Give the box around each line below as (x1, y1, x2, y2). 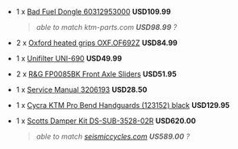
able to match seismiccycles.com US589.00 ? (35, 132, 190, 141)
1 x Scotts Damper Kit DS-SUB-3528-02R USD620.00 (15, 116, 196, 126)
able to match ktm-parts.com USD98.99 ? (35, 23, 177, 31)
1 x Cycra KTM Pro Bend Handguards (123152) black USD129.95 (15, 101, 230, 110)
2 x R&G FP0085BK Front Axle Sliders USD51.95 (15, 69, 177, 79)
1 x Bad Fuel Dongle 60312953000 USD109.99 (15, 7, 171, 16)
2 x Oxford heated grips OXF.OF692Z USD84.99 (15, 38, 177, 48)
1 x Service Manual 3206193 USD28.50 (15, 85, 148, 94)
